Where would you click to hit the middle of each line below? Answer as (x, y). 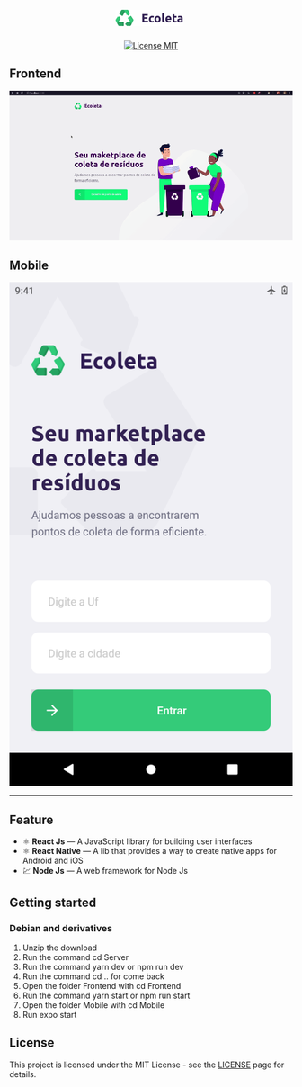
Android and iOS (53, 861)
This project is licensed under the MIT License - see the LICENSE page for (147, 1065)
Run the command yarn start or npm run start (106, 995)
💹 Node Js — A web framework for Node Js (105, 871)
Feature (31, 819)
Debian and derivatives (61, 928)
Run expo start (49, 1014)
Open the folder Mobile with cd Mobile (93, 1005)
